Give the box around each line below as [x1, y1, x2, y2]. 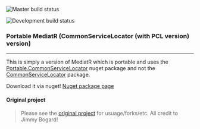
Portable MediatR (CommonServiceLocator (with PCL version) [6, 32, 189, 40]
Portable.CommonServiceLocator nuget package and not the [6, 65, 156, 72]
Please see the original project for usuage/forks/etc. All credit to [20, 109, 179, 117]
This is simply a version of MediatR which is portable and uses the [6, 58, 168, 65]
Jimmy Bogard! [20, 116, 58, 123]
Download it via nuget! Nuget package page [6, 83, 114, 90]
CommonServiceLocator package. [6, 71, 90, 78]
